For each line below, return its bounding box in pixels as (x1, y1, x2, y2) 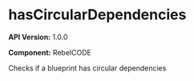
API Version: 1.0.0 (8, 32, 68, 42)
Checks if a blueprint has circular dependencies (8, 63, 167, 73)
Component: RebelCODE (8, 47, 92, 57)
